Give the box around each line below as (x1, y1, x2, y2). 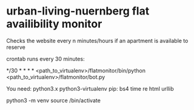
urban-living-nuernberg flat (6, 4, 150, 18)
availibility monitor (6, 17, 102, 31)
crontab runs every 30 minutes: (6, 55, 85, 62)
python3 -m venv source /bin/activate (6, 97, 101, 104)
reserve (6, 44, 25, 51)
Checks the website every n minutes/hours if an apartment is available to (6, 37, 189, 44)
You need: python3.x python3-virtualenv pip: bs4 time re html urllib (6, 85, 174, 92)
